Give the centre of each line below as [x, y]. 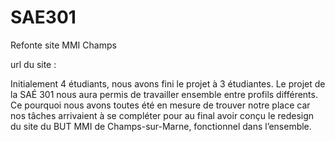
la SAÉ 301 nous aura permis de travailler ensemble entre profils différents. [164, 94]
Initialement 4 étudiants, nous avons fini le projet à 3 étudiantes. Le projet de [168, 83]
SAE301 [43, 17]
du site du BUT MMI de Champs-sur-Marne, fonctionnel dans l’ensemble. [161, 126]
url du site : [33, 64]
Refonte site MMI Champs [63, 45]
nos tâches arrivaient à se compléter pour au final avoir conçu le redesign [162, 115]
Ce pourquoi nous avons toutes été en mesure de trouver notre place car [160, 105]
